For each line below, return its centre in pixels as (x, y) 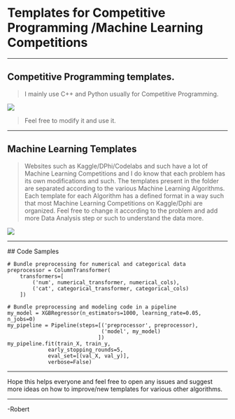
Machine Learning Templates (72, 149)
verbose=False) (70, 362)
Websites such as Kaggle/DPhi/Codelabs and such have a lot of (116, 166)
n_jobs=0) (22, 319)
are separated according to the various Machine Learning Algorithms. (124, 188)
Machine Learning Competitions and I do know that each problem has (125, 173)
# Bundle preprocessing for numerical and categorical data (97, 264)
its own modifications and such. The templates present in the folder (121, 180)
